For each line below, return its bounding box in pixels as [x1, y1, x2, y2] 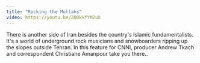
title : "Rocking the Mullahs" [6, 8, 83, 15]
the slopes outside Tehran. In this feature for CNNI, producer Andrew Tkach [6, 43, 195, 51]
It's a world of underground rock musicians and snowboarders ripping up [6, 37, 188, 44]
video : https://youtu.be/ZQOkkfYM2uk [6, 14, 101, 20]
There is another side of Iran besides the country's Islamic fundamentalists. [6, 31, 194, 38]
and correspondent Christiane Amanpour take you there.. [6, 50, 148, 57]
